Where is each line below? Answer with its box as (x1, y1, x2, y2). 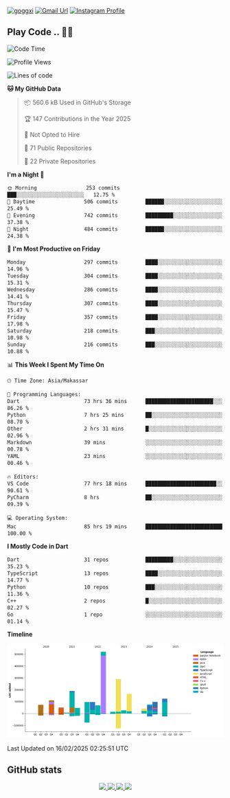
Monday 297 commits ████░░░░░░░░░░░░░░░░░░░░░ (7, 258, 223, 266)
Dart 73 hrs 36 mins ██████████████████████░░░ (7, 398, 223, 404)
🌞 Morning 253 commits (7, 184, 120, 192)
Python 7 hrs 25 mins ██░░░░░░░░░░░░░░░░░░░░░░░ (7, 411, 223, 418)
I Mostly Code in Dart (7, 542, 69, 550)
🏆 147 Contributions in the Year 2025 (23, 114, 131, 123)
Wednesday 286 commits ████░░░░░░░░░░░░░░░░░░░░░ (7, 286, 223, 293)
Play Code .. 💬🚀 (7, 26, 73, 38)
